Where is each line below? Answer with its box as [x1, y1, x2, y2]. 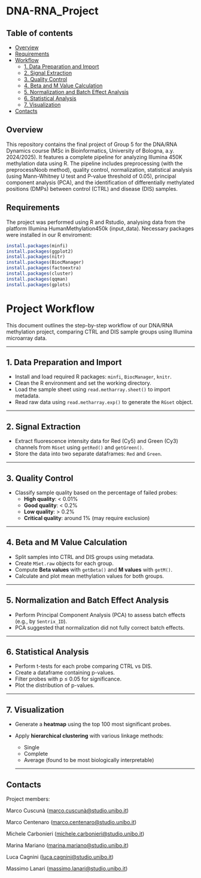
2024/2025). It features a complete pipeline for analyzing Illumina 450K [6, 153, 182, 160]
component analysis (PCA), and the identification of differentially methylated [6, 178, 194, 186]
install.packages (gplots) [6, 281, 71, 288]
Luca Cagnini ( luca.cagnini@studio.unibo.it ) [6, 853, 114, 861]
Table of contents [6, 28, 73, 38]
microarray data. [6, 334, 47, 342]
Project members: [6, 795, 50, 803]
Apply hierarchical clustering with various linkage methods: [14, 732, 164, 740]
